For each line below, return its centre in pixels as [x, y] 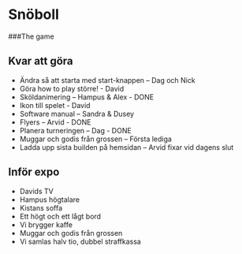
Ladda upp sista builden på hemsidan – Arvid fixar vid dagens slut [127, 147]
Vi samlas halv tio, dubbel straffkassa [80, 241]
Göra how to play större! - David [72, 88]
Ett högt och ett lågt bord [60, 216]
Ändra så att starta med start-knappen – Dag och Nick [107, 80]
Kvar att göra [41, 61]
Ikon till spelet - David [55, 105]
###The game [31, 36]
